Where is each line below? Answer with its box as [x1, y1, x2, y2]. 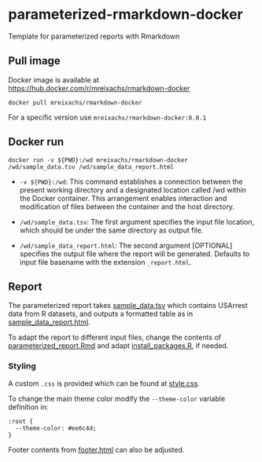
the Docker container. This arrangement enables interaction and [19, 193, 227, 203]
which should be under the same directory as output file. [19, 225, 204, 235]
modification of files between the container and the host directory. [19, 202, 234, 211]
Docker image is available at [8, 75, 100, 84]
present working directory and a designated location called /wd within [19, 185, 246, 194]
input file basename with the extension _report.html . [19, 257, 192, 266]
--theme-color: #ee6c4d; [15, 424, 97, 432]
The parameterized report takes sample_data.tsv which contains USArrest [8, 301, 248, 310]
